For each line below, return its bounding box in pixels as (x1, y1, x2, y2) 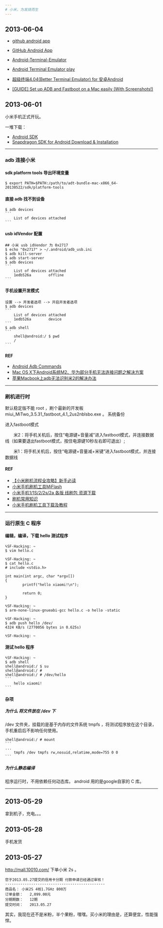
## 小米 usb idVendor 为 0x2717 (5, 243, 68, 247)
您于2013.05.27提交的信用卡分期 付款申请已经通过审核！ (5, 877, 105, 882)
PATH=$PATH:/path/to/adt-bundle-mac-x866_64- (24, 181, 118, 186)
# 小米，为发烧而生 (5, 7, 39, 12)
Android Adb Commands (12, 363, 62, 369)
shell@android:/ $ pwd (14, 334, 60, 339)
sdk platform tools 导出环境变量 (5, 170, 69, 175)
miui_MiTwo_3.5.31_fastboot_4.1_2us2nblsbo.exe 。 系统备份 (5, 411, 125, 417)
